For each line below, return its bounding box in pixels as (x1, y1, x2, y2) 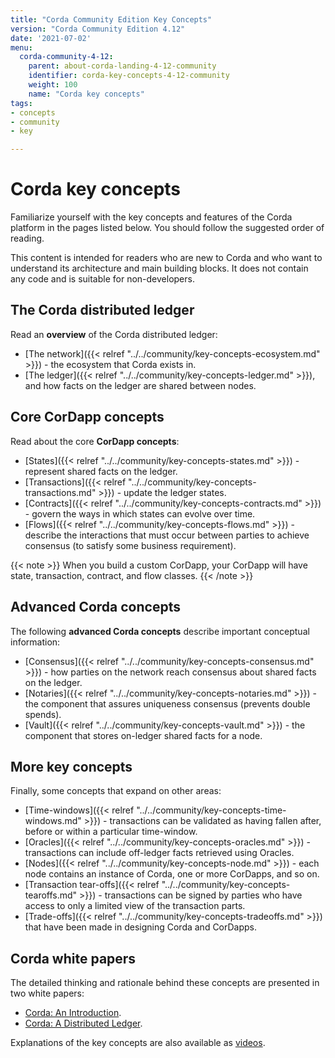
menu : (10, 42, 33, 53)
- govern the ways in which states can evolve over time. (24, 507, 256, 520)
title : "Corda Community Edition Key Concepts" (10, 14, 213, 25)
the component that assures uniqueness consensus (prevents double (24, 697, 311, 710)
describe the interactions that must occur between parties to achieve (24, 529, 310, 541)
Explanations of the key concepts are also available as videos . (10, 1037, 266, 1049)
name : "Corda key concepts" (28, 89, 145, 99)
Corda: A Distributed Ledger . (24, 1017, 143, 1030)
